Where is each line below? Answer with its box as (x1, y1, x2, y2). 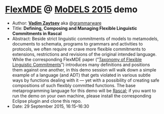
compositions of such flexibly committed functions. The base (12, 82, 136, 88)
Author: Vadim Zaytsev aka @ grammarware (12, 20, 102, 26)
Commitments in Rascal (12, 30, 62, 36)
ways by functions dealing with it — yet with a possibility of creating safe (12, 77, 160, 83)
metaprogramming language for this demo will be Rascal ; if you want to (12, 88, 157, 93)
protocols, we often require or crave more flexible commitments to (12, 46, 146, 52)
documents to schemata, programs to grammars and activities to (12, 41, 143, 46)
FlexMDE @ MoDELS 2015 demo (5, 4, 138, 15)
